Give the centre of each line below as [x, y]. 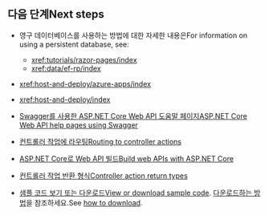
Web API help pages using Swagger [78, 125]
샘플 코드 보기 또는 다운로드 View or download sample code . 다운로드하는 [135, 193]
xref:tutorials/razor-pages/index [84, 59]
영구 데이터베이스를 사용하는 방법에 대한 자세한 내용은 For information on [133, 35]
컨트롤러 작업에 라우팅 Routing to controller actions [100, 141]
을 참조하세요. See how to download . [84, 202]
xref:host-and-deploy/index [65, 99]
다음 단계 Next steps [56, 14]
